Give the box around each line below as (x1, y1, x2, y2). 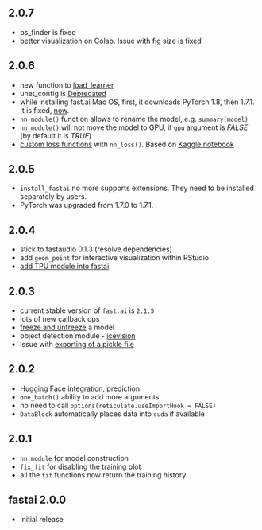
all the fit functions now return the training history (19, 470, 187, 480)
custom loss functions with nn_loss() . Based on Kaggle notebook (19, 139, 234, 149)
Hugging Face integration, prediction (19, 384, 141, 393)
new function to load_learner (19, 80, 114, 90)
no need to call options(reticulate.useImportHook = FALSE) (19, 400, 217, 410)
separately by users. (19, 192, 87, 201)
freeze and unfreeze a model (19, 322, 115, 333)
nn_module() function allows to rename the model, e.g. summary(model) (19, 114, 249, 123)
